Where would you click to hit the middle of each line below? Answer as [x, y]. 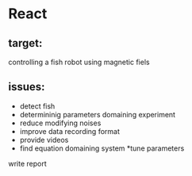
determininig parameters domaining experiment [98, 114]
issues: [27, 87]
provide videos [44, 140]
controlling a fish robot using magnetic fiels [79, 62]
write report [28, 163]
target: [25, 43]
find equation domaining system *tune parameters [102, 148]
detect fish [37, 106]
